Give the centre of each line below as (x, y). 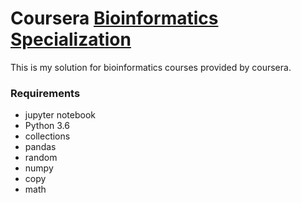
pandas (40, 147)
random (41, 158)
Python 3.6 (47, 126)
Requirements (45, 93)
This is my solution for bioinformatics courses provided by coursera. (151, 67)
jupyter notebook (60, 115)
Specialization (71, 39)
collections (47, 136)
